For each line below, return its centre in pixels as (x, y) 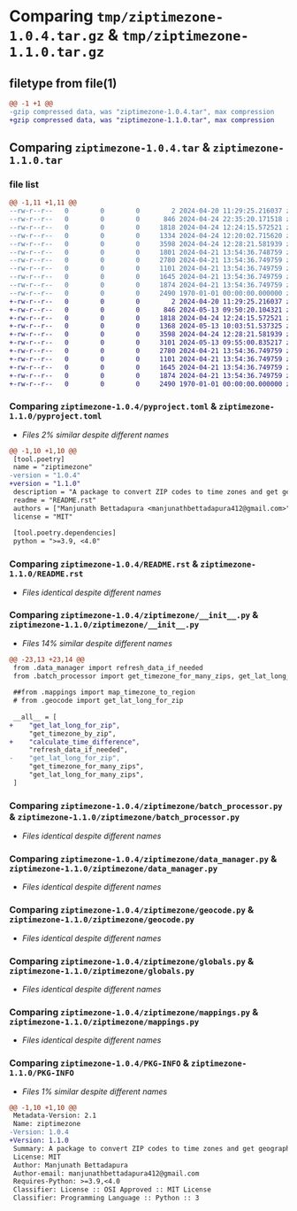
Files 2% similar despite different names (95, 435)
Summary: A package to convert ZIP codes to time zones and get (133, 1148)
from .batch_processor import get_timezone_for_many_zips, (124, 676)
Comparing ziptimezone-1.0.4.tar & (110, 148)
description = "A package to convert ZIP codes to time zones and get (145, 492)
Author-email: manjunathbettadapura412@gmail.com (106, 1173)
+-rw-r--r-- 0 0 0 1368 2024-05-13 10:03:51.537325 (146, 326)
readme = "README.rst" (55, 500)
